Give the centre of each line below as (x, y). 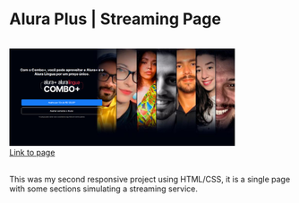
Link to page (32, 153)
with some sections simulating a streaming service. (104, 189)
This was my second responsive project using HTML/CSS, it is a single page (150, 180)
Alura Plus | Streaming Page (115, 19)
